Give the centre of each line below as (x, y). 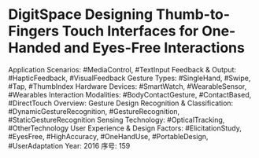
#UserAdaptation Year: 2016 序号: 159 (69, 145)
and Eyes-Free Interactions (155, 48)
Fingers (33, 31)
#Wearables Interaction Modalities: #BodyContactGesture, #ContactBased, (130, 94)
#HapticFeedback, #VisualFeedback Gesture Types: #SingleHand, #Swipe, (129, 78)
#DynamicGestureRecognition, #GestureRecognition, (94, 111)
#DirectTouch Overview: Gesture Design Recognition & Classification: (121, 103)
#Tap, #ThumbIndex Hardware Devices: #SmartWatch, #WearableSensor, (128, 86)
